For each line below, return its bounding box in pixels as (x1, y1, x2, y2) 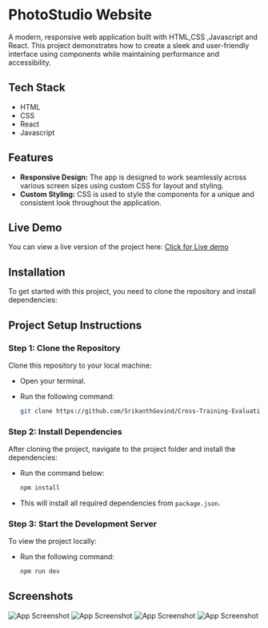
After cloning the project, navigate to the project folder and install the (8, 445, 236, 454)
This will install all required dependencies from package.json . (19, 498, 221, 508)
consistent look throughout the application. (19, 198, 162, 207)
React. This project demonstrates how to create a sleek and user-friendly (8, 40, 250, 50)
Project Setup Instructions (8, 318, 142, 332)
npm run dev (19, 567, 60, 576)
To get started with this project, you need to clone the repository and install (8, 287, 256, 296)
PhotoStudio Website (8, 6, 152, 24)
